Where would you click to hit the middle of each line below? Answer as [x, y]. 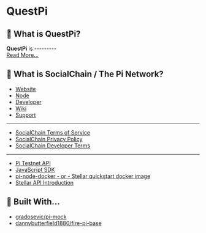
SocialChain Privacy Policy [49, 139]
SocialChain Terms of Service [53, 132]
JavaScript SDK [35, 169]
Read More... [22, 55]
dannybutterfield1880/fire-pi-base [59, 223]
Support [25, 115]
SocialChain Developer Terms [53, 146]
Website [26, 89]
